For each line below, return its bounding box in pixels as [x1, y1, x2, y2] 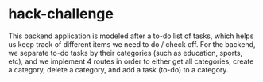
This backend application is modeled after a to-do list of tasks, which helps [8, 31, 254, 41]
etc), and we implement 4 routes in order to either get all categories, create [8, 57, 254, 66]
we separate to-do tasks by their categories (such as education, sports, [8, 48, 243, 57]
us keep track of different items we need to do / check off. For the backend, [8, 39, 256, 49]
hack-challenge [8, 5, 114, 23]
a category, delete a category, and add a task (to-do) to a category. [8, 64, 229, 74]
